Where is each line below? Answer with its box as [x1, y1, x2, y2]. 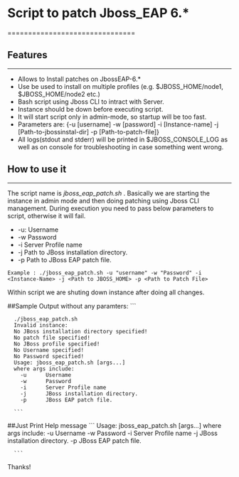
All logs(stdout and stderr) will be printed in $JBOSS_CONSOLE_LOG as [17, 135, 228, 144]
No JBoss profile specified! [14, 340, 100, 348]
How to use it [7, 164, 67, 176]
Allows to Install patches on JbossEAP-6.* [17, 75, 141, 83]
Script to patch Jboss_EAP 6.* [7, 5, 190, 21]
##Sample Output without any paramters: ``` [7, 301, 137, 310]
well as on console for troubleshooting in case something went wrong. [17, 142, 224, 151]
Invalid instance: [14, 321, 69, 328]
